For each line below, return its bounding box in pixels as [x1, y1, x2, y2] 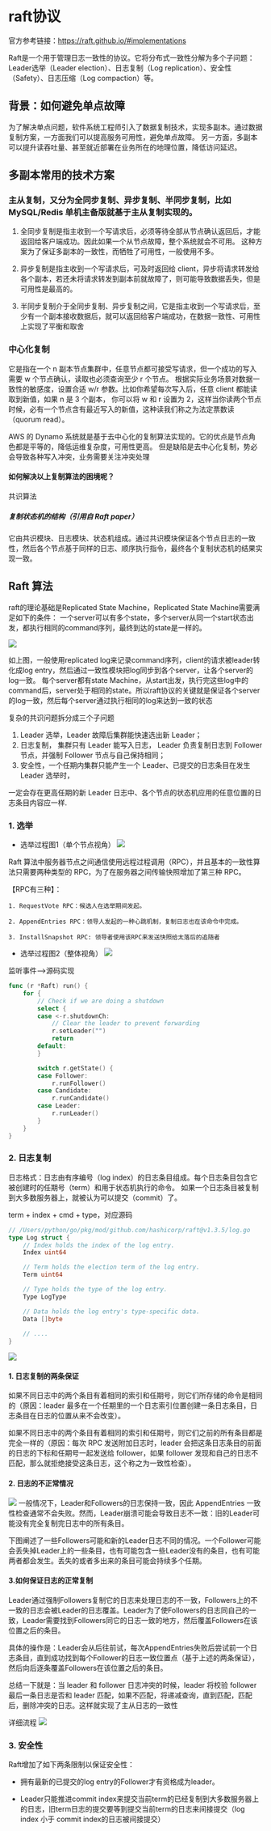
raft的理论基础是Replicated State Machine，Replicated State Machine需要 [8, 602, 253, 612]
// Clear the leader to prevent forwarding [51, 1019, 200, 1028]
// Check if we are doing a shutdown [37, 997, 164, 1005]
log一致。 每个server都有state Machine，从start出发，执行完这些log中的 [8, 675, 248, 685]
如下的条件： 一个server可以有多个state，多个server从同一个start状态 [15, 612, 248, 622]
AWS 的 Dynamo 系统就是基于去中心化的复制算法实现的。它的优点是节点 [8, 431, 249, 441]
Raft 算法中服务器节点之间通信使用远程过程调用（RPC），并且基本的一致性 [8, 857, 254, 867]
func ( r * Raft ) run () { [8, 982, 89, 990]
